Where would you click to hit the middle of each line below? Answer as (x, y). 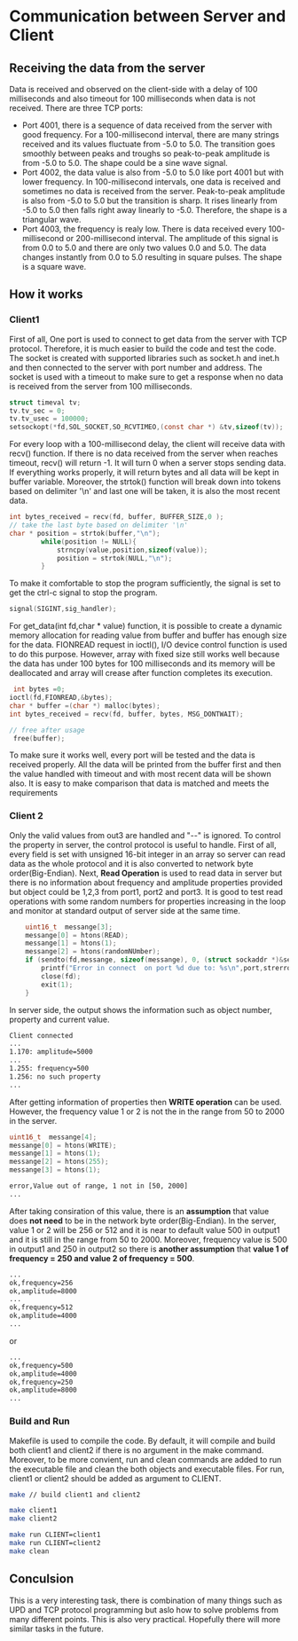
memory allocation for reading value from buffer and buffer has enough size (148, 635)
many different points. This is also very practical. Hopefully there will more (145, 1619)
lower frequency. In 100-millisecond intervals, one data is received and (151, 182)
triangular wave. (51, 220)
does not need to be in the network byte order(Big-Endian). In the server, (143, 1221)
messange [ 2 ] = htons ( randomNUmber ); (93, 952)
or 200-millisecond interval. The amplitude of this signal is (173, 238)
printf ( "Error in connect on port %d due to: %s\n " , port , (153, 969)
